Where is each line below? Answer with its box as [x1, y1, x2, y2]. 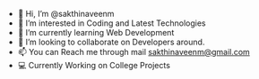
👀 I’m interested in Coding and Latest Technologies [17, 18, 206, 28]
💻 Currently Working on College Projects [17, 60, 170, 70]
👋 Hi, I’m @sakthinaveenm [17, 9, 115, 19]
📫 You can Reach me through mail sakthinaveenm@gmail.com [17, 47, 251, 57]
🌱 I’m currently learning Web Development [17, 28, 175, 37]
